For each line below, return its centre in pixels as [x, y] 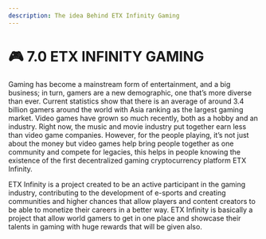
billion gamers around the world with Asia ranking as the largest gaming [126, 109]
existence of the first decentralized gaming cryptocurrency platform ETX [127, 160]
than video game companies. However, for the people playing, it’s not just [129, 135]
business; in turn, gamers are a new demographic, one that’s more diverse [130, 92]
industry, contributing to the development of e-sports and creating [117, 193]
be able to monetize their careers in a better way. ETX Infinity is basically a [131, 210]
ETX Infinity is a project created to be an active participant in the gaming [127, 184]
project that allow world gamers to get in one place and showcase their [125, 218]
